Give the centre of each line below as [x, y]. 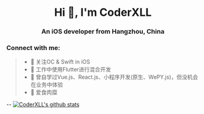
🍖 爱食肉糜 [44, 92]
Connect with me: [33, 48]
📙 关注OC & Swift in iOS [60, 62]
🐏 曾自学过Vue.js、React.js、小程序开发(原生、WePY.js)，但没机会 [114, 77]
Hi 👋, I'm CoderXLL [103, 12]
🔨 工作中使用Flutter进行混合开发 [71, 69]
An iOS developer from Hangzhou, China [103, 32]
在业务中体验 [47, 85]
